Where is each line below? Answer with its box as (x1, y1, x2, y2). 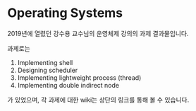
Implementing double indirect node (17, 81, 120, 89)
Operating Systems (7, 5, 123, 21)
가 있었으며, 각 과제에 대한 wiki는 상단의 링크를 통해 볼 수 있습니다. (7, 95, 190, 104)
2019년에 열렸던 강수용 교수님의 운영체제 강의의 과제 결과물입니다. (7, 29, 189, 37)
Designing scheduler (17, 66, 78, 74)
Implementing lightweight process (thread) (17, 73, 142, 82)
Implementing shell (17, 58, 73, 66)
